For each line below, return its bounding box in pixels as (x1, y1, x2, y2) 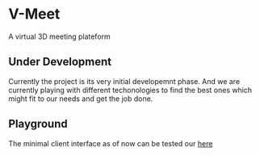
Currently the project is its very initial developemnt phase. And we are (8, 76, 241, 86)
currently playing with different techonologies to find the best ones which (8, 85, 253, 95)
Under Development (8, 55, 111, 69)
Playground (8, 117, 68, 131)
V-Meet (8, 5, 61, 23)
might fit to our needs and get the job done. (8, 94, 153, 103)
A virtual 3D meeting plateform (8, 32, 111, 41)
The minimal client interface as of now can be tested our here (8, 138, 213, 148)
